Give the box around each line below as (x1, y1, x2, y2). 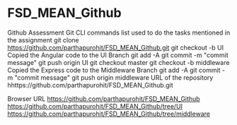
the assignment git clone (7, 35, 79, 44)
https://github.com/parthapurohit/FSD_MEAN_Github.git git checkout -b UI (7, 43, 224, 52)
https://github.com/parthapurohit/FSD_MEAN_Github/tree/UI (7, 102, 183, 110)
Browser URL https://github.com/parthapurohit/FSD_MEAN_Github (7, 94, 200, 103)
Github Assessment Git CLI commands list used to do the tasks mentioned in (7, 28, 231, 37)
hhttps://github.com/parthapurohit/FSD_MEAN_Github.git (7, 81, 173, 89)
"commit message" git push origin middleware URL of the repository (14, 73, 214, 82)
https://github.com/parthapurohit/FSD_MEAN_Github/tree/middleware (7, 109, 211, 118)
